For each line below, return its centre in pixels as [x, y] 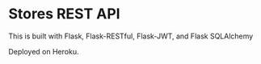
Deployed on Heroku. [44, 51]
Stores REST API [64, 14]
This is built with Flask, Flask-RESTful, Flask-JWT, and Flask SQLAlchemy [131, 36]
